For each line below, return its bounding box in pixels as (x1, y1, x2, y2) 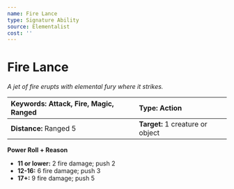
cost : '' (7, 29, 33, 37)
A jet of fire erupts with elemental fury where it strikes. (7, 83, 164, 91)
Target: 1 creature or (139, 120, 208, 129)
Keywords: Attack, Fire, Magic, (10, 99, 114, 108)
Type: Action (139, 104, 182, 113)
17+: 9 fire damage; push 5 (17, 174, 95, 183)
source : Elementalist (7, 23, 70, 30)
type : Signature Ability (7, 17, 79, 24)
